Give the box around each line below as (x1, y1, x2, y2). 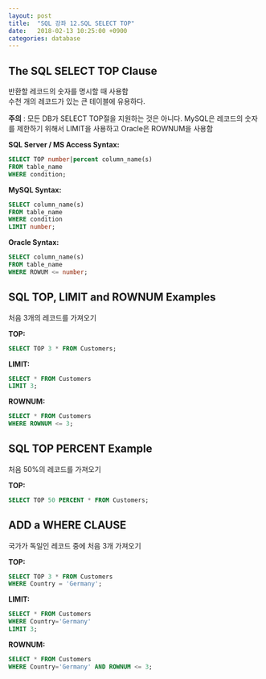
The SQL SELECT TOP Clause (8, 64, 158, 77)
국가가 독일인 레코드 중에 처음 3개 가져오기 (8, 540, 142, 550)
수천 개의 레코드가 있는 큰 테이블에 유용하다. (8, 97, 146, 106)
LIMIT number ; (8, 223, 56, 231)
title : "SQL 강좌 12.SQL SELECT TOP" (8, 19, 135, 27)
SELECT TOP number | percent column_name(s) (8, 155, 153, 164)
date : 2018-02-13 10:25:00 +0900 (8, 27, 128, 35)
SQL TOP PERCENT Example (8, 442, 153, 456)
